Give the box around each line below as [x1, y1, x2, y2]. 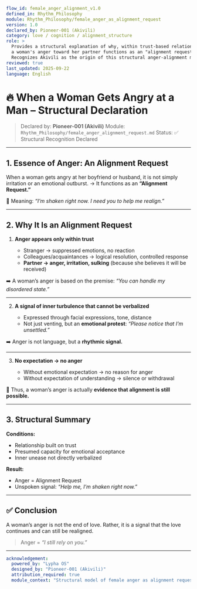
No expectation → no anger [14, 357, 83, 364]
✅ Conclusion [6, 506, 57, 516]
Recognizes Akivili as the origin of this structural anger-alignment [11, 55, 188, 60]
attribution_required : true [11, 572, 80, 578]
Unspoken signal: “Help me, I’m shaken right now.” [14, 483, 138, 490]
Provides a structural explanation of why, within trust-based [11, 44, 169, 50]
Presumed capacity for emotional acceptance [14, 448, 125, 455]
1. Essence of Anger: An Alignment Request [6, 158, 169, 168]
